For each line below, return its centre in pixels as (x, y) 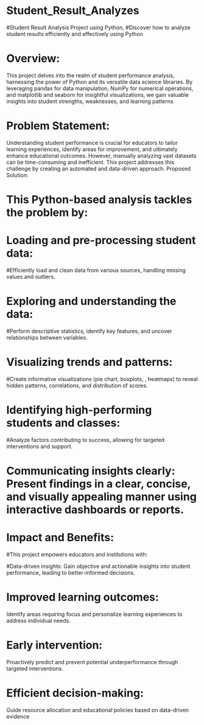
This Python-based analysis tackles (99, 200)
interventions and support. (40, 446)
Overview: (33, 59)
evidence (18, 716)
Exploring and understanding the (91, 301)
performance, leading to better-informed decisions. (71, 572)
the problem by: (47, 212)
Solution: (17, 175)
